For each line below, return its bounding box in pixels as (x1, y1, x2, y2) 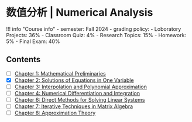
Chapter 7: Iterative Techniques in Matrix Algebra (14, 103, 133, 110)
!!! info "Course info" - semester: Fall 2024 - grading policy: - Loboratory (6, 25, 181, 33)
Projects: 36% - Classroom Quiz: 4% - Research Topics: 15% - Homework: (6, 31, 186, 38)
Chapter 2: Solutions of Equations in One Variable (14, 77, 134, 84)
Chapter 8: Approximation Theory (14, 109, 96, 117)
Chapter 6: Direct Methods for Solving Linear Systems (14, 96, 145, 103)
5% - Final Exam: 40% (6, 38, 60, 45)
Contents (6, 55, 41, 64)
